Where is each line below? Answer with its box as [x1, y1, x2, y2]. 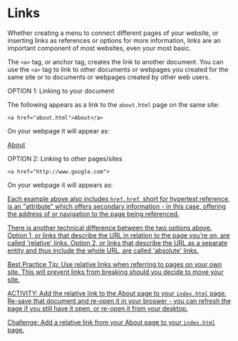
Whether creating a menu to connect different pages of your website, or [7, 29, 219, 37]
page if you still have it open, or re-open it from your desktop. [7, 304, 188, 312]
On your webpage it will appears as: [7, 180, 113, 189]
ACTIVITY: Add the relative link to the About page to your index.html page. [7, 289, 227, 297]
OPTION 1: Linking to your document [7, 86, 115, 95]
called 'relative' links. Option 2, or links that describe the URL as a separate [7, 238, 228, 247]
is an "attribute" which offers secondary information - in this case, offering [7, 202, 227, 210]
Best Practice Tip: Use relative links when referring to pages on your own [7, 260, 222, 268]
